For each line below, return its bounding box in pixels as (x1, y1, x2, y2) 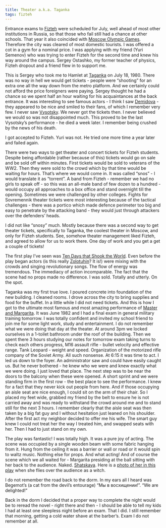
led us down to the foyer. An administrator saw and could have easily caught (5, 357, 161, 363)
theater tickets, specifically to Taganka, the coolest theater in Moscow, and (5, 227, 159, 233)
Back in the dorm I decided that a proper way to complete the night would (5, 497, 156, 503)
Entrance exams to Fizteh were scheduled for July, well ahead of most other (5, 25, 161, 31)
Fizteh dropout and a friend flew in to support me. (5, 63, 107, 68)
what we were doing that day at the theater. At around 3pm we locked (5, 326, 148, 331)
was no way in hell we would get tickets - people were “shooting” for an (5, 77, 152, 83)
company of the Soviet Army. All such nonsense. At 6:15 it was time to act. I (5, 352, 159, 358)
